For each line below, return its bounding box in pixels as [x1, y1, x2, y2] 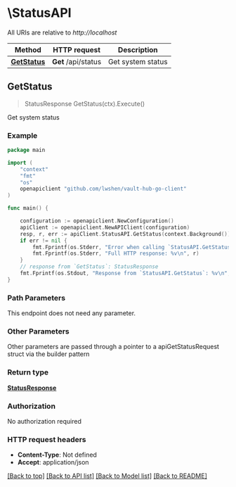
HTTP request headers [7, 434, 86, 444]
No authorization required [7, 417, 82, 425]
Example [7, 130, 38, 140]
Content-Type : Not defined [17, 450, 97, 459]
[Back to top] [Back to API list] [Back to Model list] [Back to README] [7, 472, 207, 480]
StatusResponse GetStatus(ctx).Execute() [24, 99, 145, 108]
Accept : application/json [17, 458, 89, 467]
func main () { [7, 205, 49, 212]
